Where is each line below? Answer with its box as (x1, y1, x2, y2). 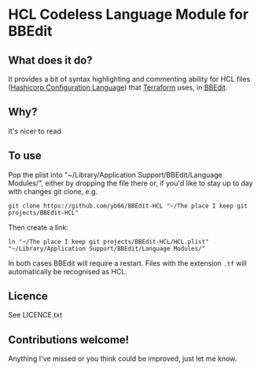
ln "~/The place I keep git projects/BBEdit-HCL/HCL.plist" (8, 237, 210, 245)
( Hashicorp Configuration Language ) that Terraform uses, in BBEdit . (8, 83, 228, 92)
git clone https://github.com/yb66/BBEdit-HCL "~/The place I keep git (8, 202, 248, 210)
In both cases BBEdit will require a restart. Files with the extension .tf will (8, 258, 248, 268)
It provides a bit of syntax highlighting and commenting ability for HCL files (8, 75, 251, 83)
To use (8, 149, 42, 163)
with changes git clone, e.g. (8, 186, 98, 196)
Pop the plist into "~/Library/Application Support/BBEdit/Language (8, 170, 222, 179)
